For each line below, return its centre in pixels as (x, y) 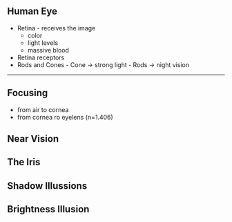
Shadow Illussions (47, 186)
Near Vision (33, 139)
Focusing (28, 93)
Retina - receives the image (56, 28)
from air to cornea (43, 109)
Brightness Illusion (48, 209)
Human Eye (32, 11)
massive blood (48, 50)
